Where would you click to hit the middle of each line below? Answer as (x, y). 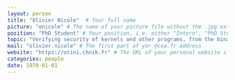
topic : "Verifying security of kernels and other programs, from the (111, 40)
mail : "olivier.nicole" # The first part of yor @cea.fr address (104, 46)
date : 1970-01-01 (33, 65)
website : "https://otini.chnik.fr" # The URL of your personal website (114, 53)
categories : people (36, 59)
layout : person (29, 14)
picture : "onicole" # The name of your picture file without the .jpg (112, 26)
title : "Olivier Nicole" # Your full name (72, 20)
